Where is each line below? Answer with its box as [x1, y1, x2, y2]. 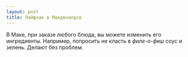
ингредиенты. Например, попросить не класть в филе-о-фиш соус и [6, 37, 183, 44]
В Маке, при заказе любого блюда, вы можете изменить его [6, 31, 162, 38]
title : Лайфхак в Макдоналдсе [6, 14, 82, 20]
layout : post [6, 8, 39, 15]
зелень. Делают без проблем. [6, 43, 83, 51]
